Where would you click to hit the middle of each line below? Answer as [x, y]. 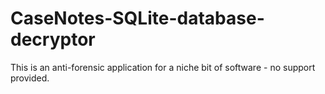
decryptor [53, 39]
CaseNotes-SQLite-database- [137, 18]
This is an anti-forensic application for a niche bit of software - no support [163, 67]
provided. [30, 78]
